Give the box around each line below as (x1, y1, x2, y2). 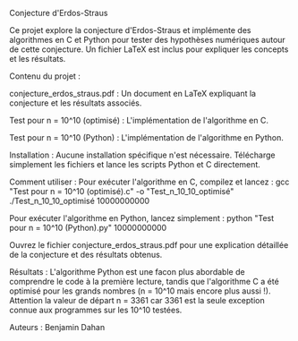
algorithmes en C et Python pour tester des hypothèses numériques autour (9, 35, 286, 45)
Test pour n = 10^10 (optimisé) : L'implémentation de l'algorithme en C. (9, 115, 268, 125)
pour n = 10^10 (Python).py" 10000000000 (9, 223, 167, 233)
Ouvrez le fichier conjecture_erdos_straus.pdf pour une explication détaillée (9, 240, 289, 250)
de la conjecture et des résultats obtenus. (9, 250, 163, 260)
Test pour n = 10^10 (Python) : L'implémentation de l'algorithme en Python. (9, 132, 284, 142)
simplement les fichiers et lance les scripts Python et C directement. (9, 159, 261, 169)
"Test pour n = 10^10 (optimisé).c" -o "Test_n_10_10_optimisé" (9, 186, 234, 196)
